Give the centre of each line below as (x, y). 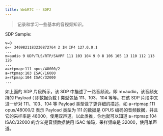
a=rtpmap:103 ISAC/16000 (30, 73)
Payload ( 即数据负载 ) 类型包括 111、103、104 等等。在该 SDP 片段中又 (86, 97)
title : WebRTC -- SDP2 (28, 10)
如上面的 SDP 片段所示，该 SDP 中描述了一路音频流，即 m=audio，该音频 (79, 91)
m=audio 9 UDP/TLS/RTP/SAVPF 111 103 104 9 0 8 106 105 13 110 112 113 (80, 56)
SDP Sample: (18, 34)
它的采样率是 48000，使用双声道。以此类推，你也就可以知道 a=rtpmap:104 (81, 116)
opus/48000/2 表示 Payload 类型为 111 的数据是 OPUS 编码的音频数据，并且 (82, 110)
